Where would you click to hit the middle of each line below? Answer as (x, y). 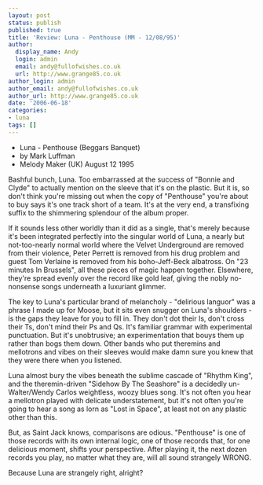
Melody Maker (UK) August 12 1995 (77, 164)
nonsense (24, 286)
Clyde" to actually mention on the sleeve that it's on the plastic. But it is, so (129, 187)
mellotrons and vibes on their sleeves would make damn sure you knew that (131, 351)
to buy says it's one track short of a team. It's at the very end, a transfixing (129, 204)
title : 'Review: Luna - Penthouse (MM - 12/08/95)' (94, 37)
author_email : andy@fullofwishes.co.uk (73, 88)
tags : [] (22, 125)
